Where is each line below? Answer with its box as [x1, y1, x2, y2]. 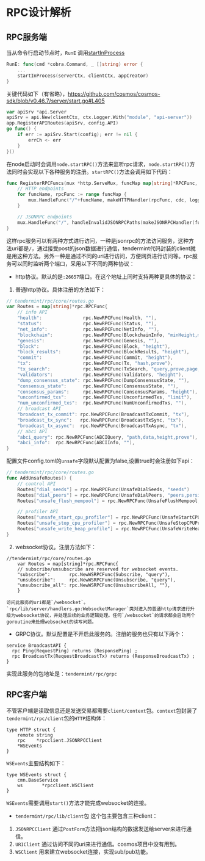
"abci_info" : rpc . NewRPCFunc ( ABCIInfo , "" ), [17, 440, 135, 446]
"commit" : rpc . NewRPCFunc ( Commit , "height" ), [17, 355, 173, 361]
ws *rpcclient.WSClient [17, 782, 95, 788]
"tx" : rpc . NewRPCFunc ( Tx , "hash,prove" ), [17, 361, 173, 367]
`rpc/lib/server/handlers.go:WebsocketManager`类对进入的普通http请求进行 [6, 605, 190, 612]
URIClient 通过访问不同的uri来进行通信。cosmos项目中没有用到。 [15, 840, 181, 848]
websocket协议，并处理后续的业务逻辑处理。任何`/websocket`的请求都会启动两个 [15, 612, 196, 618]
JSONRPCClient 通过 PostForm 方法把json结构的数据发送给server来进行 [15, 825, 187, 832]
